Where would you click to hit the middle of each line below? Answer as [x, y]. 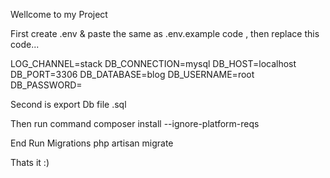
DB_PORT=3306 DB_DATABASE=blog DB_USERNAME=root [132, 74]
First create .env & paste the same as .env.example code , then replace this [165, 33]
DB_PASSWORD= [46, 85]
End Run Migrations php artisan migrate [92, 143]
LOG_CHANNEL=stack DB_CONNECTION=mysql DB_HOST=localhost [153, 63]
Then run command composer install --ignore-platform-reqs [135, 123]
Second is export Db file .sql [68, 104]
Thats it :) [30, 162]
